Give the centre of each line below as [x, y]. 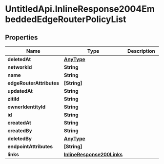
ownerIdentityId [27, 107]
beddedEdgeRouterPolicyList [66, 19]
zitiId [13, 99]
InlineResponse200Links [93, 154]
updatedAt [20, 91]
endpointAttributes [30, 146]
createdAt [20, 123]
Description [141, 51]
